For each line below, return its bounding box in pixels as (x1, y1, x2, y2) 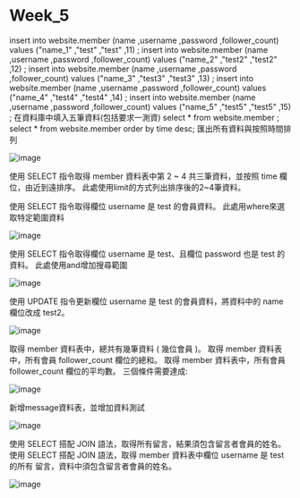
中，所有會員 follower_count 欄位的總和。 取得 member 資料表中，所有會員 (9, 354, 287, 365)
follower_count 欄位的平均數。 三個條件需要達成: (9, 366, 188, 376)
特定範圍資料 (16, 212, 64, 223)
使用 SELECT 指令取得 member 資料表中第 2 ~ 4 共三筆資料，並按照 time (9, 171, 278, 181)
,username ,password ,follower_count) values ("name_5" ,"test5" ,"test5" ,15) (9, 101, 292, 112)
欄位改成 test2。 (9, 307, 70, 317)
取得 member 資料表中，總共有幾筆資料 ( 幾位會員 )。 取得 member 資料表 (9, 343, 283, 354)
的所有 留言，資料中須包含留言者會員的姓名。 (9, 460, 176, 471)
